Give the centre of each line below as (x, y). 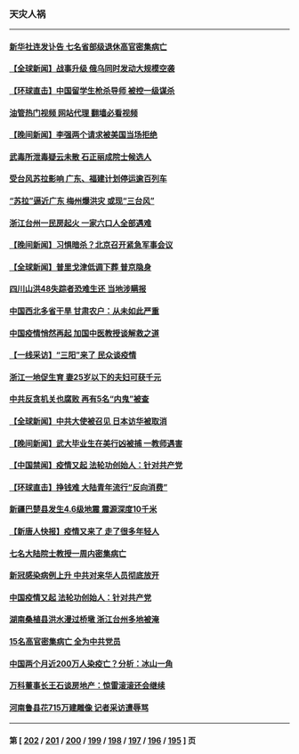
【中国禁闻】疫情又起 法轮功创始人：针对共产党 (96, 466)
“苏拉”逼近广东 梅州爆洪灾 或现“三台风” (82, 201)
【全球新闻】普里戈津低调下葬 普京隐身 (81, 267)
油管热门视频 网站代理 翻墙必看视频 (73, 112)
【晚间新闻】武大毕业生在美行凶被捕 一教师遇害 (96, 443)
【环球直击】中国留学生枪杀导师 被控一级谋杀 (92, 91)
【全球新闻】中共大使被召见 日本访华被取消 (88, 421)
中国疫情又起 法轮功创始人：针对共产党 (81, 597)
